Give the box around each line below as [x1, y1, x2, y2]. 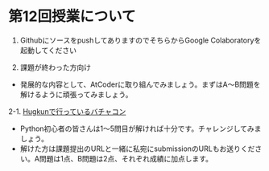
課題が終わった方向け [19, 62, 91, 72]
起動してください [19, 45, 77, 55]
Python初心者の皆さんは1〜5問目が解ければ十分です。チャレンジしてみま [19, 124, 262, 133]
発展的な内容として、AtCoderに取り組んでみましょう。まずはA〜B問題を [19, 79, 261, 89]
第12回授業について [8, 7, 136, 26]
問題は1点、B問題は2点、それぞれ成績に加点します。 [39, 153, 213, 163]
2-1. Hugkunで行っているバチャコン [8, 106, 126, 116]
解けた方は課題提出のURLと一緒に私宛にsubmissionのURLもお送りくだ [19, 144, 255, 153]
